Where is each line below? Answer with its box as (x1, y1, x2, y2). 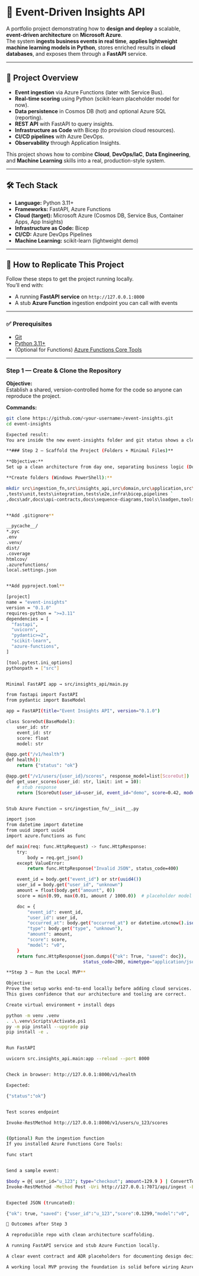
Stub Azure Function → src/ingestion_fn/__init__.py (6, 806, 139, 812)
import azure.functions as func (6, 833, 86, 839)
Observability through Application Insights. (14, 139, 121, 146)
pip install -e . (6, 1029, 49, 1035)
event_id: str (17, 730, 52, 736)
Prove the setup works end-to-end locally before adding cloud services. (6, 986, 192, 992)
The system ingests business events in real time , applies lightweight (6, 37, 178, 44)
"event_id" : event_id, (27, 909, 84, 915)
